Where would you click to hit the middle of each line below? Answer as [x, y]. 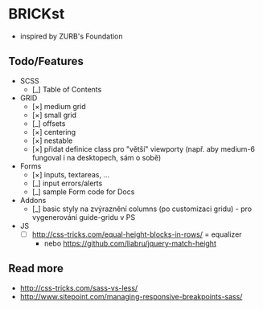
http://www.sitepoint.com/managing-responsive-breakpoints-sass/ [131, 296]
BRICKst [37, 14]
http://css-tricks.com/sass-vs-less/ [79, 288]
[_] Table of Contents [67, 89]
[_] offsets [49, 123]
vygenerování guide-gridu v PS [83, 217]
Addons [33, 200]
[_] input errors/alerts [67, 183]
